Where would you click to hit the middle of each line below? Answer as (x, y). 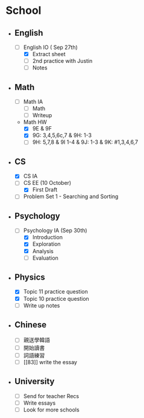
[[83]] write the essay (50, 362)
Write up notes (42, 305)
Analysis (43, 251)
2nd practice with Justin (62, 61)
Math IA (33, 102)
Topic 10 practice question (56, 298)
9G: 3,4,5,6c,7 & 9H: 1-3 (62, 135)
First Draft (45, 190)
